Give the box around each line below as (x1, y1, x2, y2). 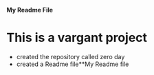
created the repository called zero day (16, 52, 125, 61)
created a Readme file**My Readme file (16, 60, 129, 68)
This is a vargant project (6, 30, 148, 45)
